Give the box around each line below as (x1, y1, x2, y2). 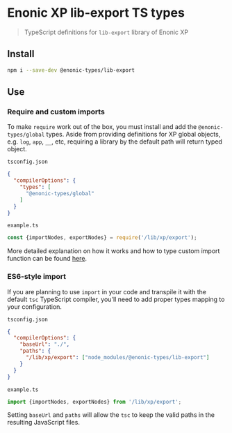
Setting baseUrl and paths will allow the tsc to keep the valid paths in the (7, 411, 215, 419)
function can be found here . (7, 255, 88, 263)
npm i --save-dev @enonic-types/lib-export (7, 66, 135, 74)
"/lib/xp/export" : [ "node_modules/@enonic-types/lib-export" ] (25, 354, 210, 361)
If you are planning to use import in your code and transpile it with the (7, 287, 207, 296)
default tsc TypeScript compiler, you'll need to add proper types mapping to (7, 295, 225, 303)
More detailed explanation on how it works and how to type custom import (7, 247, 220, 255)
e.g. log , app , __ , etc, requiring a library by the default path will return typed (7, 137, 222, 146)
